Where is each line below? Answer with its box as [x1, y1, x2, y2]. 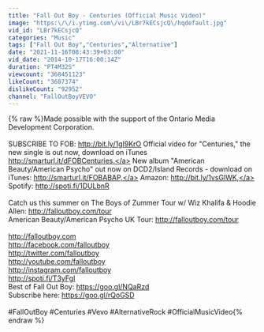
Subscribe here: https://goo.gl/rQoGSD [8, 290, 136, 300]
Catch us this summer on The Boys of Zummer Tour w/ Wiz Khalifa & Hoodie [8, 198, 256, 208]
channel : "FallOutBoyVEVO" [8, 92, 97, 100]
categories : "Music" [8, 33, 76, 42]
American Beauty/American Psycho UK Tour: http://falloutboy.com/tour [8, 215, 239, 224]
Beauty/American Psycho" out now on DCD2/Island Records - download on [8, 164, 253, 174]
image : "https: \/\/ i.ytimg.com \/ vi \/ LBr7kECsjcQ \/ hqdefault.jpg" [8, 19, 227, 27]
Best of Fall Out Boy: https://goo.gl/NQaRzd [8, 282, 150, 292]
